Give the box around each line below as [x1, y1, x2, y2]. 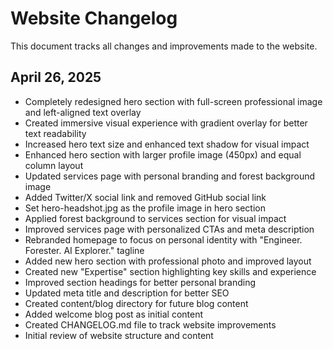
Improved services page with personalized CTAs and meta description [24, 223, 315, 235]
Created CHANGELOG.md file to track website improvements [24, 318, 277, 331]
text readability [24, 127, 87, 139]
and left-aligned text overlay [24, 106, 142, 118]
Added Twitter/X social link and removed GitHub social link [24, 191, 267, 203]
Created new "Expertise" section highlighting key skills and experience [24, 265, 317, 277]
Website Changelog [10, 7, 178, 30]
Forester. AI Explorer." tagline [24, 244, 145, 256]
